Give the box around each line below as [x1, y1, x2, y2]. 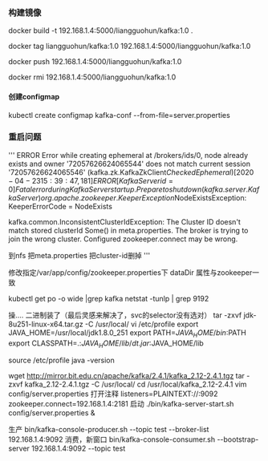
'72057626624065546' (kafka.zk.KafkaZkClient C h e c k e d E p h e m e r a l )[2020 [8, 167, 254, 177]
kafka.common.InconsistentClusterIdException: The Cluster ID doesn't [8, 216, 241, 226]
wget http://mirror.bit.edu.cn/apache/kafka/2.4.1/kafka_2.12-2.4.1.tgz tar [8, 371, 245, 381]
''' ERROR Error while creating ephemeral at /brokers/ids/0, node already [8, 150, 249, 160]
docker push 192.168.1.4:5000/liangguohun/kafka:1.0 [8, 57, 182, 67]
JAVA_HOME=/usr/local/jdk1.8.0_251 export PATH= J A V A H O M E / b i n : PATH [8, 327, 247, 339]
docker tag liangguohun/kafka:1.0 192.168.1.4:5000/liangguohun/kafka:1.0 [8, 42, 251, 51]
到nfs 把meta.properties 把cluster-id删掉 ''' [8, 250, 151, 260]
